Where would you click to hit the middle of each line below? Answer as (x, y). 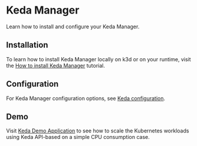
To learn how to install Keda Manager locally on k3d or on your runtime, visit (98, 59)
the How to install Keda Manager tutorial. (55, 65)
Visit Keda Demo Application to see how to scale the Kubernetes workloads (98, 131)
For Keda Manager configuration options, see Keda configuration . (86, 98)
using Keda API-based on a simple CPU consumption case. (78, 137)
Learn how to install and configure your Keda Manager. (73, 26)
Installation (27, 45)
